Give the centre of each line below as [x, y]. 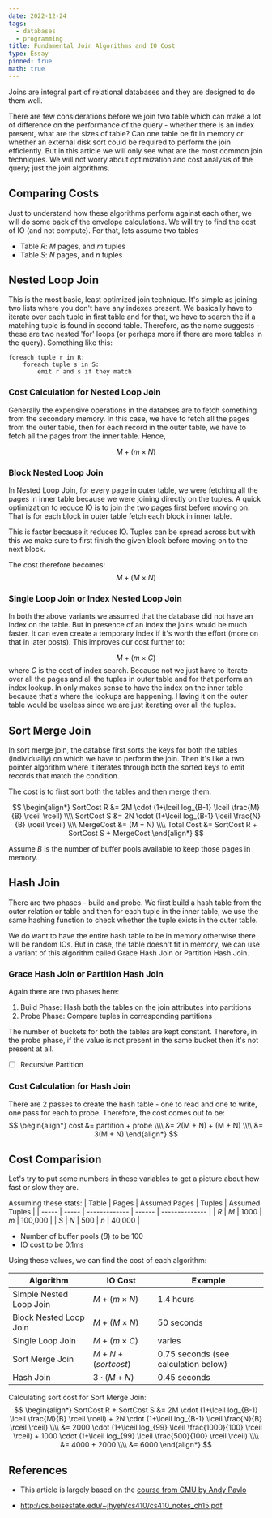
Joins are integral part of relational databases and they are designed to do [132, 92]
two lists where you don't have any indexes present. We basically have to [130, 308]
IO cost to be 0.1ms [52, 1245]
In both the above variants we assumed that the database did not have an [131, 616]
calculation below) [193, 1365]
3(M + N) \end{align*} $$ [136, 1134]
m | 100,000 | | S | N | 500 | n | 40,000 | [74, 1220]
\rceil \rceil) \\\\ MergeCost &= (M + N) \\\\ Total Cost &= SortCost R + [142, 825]
